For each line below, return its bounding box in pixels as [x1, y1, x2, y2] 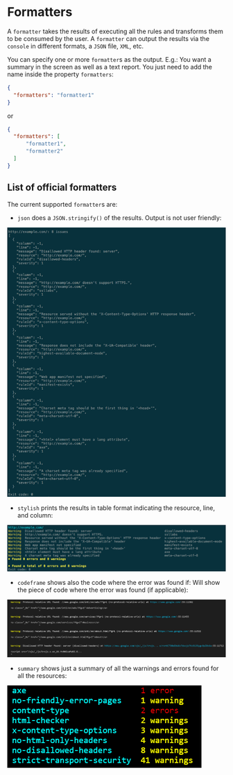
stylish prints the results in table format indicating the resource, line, [17, 504, 215, 512]
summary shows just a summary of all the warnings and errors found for [17, 664, 219, 672]
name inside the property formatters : [7, 70, 114, 78]
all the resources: [17, 671, 67, 680]
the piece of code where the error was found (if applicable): [17, 586, 189, 594]
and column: [17, 511, 53, 519]
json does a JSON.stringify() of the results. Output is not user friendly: [17, 213, 222, 222]
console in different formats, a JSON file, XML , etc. [7, 42, 144, 50]
